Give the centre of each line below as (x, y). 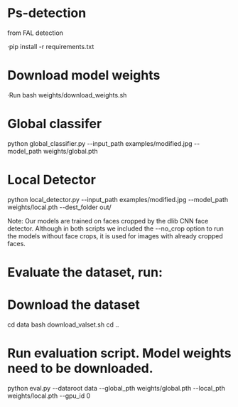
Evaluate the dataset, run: (85, 272)
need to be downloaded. (81, 369)
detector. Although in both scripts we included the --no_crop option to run (115, 228)
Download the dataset (74, 305)
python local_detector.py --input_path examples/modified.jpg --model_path (118, 199)
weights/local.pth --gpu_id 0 (49, 396)
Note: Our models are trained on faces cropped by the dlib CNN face (108, 221)
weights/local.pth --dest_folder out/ (59, 207)
